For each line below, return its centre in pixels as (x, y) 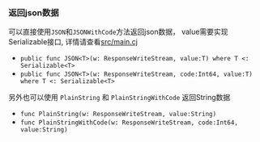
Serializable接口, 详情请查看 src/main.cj (73, 42)
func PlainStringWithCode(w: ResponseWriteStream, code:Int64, (129, 123)
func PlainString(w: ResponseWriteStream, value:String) (118, 115)
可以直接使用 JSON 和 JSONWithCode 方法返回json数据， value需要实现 (118, 32)
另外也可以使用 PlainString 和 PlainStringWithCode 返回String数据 (119, 98)
